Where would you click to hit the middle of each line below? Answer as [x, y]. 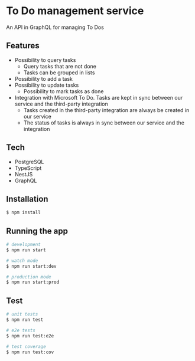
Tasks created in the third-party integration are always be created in [106, 110]
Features [23, 46]
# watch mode [22, 261]
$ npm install [24, 213]
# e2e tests [21, 330]
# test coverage [26, 346]
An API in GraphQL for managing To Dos [55, 27]
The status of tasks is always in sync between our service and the [104, 123]
